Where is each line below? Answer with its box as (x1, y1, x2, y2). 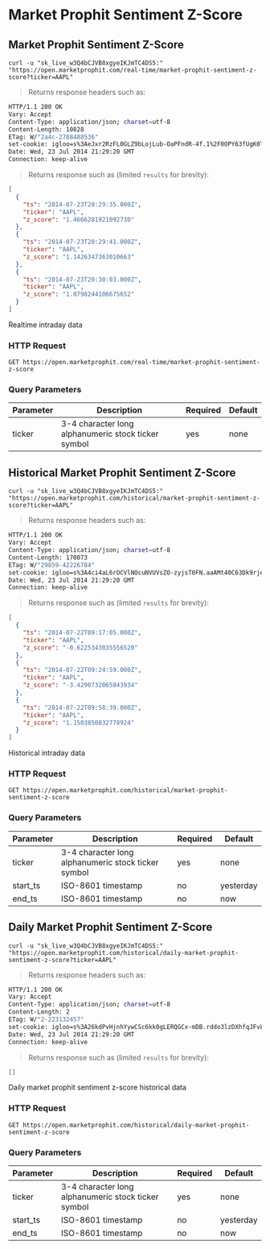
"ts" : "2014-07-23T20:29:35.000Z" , (22, 200, 142, 209)
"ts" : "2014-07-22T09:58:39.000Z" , (22, 703, 142, 712)
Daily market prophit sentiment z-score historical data (8, 1082, 187, 1093)
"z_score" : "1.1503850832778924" (22, 719, 135, 727)
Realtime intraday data (8, 320, 83, 330)
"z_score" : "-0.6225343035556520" (22, 643, 138, 652)
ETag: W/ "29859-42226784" (8, 561, 95, 569)
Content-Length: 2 (8, 1008, 70, 1016)
